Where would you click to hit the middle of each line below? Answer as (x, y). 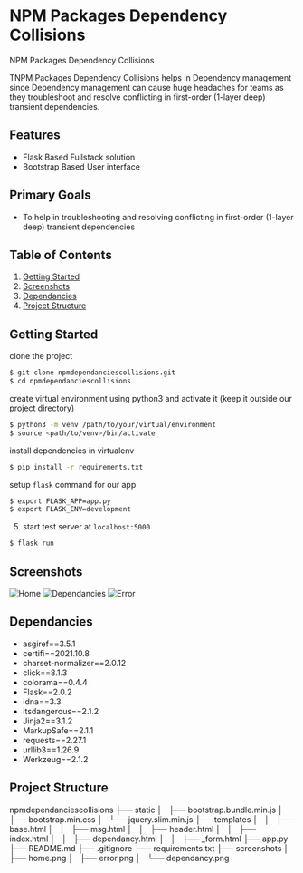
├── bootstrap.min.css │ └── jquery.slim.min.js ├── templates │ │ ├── (151, 819)
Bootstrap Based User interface (81, 166)
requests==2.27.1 (54, 740)
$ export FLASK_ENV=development (70, 509)
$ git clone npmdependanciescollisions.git (93, 373)
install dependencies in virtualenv (72, 451)
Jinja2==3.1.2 (47, 721)
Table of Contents (61, 255)
